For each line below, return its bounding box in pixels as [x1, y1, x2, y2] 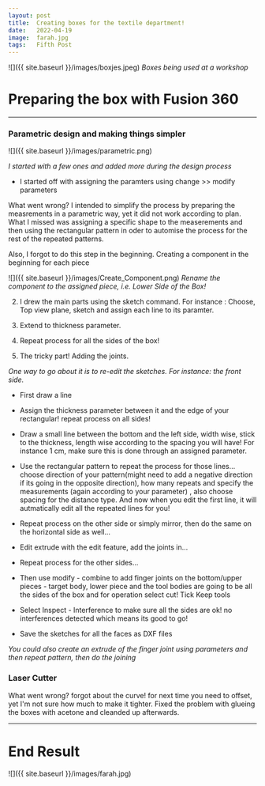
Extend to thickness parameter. [19, 321, 121, 331]
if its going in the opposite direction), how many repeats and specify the [19, 478, 254, 488]
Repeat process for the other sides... [19, 558, 139, 568]
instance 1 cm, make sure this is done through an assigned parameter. [19, 446, 247, 455]
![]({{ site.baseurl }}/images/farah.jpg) [8, 769, 132, 778]
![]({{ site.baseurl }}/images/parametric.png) [8, 146, 152, 156]
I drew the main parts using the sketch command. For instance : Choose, [19, 297, 256, 307]
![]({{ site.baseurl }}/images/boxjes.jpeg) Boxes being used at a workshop [8, 62, 248, 72]
